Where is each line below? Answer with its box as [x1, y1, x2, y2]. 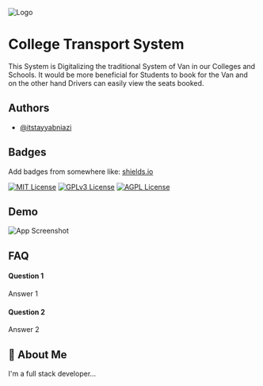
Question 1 [8, 271, 44, 281]
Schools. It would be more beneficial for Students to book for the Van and [8, 70, 248, 79]
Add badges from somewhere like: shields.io [8, 167, 154, 176]
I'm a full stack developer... [8, 369, 97, 378]
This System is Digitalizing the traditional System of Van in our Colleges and [8, 61, 256, 71]
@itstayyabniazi [19, 122, 72, 132]
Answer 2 [8, 325, 40, 334]
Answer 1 [8, 288, 38, 298]
